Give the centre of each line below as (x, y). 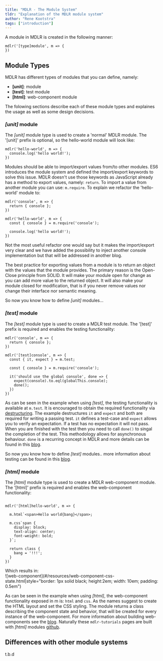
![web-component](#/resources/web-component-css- (60, 576)
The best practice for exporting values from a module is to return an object (80, 265)
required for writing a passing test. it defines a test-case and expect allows (81, 418)
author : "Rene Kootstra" (30, 19)
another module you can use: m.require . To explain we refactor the (72, 188)
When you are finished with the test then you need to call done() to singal (79, 429)
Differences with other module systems (66, 642)
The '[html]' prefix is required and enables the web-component (68, 487)
